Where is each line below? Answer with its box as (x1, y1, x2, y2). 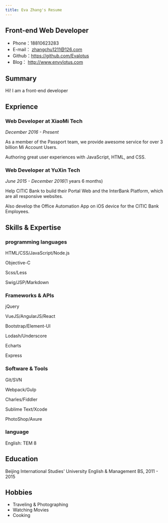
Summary (5, 74, 37, 83)
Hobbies (5, 488, 33, 497)
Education (5, 455, 38, 463)
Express (5, 352, 22, 358)
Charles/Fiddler (5, 396, 38, 403)
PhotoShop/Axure (5, 416, 43, 422)
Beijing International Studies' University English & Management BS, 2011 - (5, 468, 158, 474)
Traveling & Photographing (12, 502, 68, 508)
